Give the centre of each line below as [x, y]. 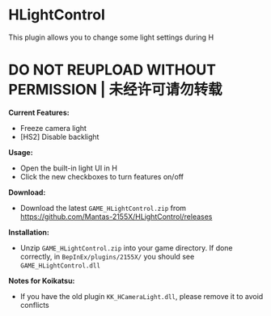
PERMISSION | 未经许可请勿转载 [115, 90]
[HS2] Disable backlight [59, 137]
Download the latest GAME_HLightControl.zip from [103, 208]
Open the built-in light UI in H [68, 168]
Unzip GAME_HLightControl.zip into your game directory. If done [126, 247]
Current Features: [39, 112]
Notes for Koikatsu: [42, 280]
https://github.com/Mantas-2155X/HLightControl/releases [116, 217]
